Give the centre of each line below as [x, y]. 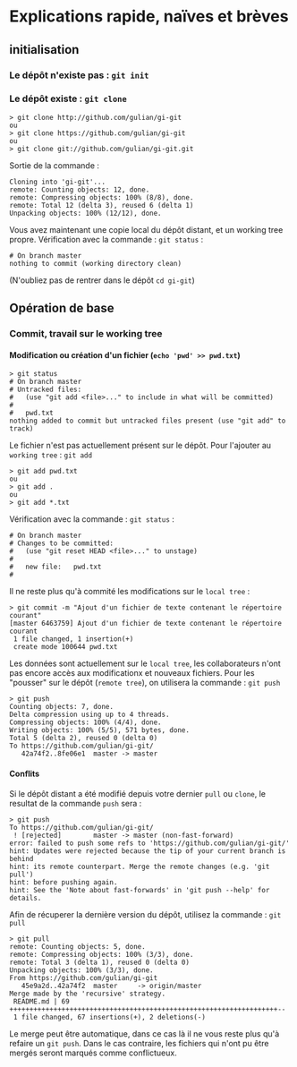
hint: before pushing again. [64, 882]
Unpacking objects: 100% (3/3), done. [81, 970]
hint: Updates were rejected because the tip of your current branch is [148, 851]
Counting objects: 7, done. [62, 707]
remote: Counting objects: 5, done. [77, 946]
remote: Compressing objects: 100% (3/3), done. [102, 954]
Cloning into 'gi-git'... [57, 182]
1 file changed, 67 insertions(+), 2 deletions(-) [109, 1017]
